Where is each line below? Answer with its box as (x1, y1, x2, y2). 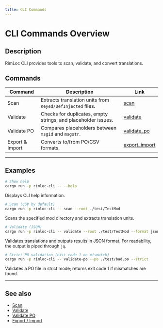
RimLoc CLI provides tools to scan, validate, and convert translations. (5, 60, 144, 66)
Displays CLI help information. (5, 193, 65, 198)
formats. (40, 145, 60, 151)
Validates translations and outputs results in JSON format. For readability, (5, 238, 152, 244)
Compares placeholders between (40, 125, 117, 131)
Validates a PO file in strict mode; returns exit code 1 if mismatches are (5, 265, 147, 272)
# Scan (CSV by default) (5, 202, 55, 207)
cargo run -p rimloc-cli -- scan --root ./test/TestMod (5, 206, 120, 211)
